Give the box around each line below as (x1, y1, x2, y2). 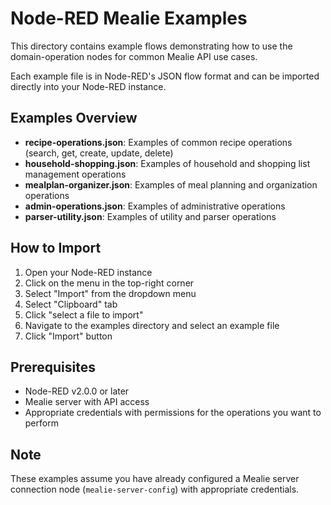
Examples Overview (10, 110, 138, 127)
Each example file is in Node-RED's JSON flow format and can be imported (10, 70, 320, 82)
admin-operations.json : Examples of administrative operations (24, 200, 286, 212)
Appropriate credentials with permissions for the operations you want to (24, 407, 322, 419)
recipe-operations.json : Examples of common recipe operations (24, 136, 293, 148)
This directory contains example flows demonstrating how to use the (10, 40, 293, 52)
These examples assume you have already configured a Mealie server (10, 473, 300, 485)
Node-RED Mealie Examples (10, 7, 248, 30)
